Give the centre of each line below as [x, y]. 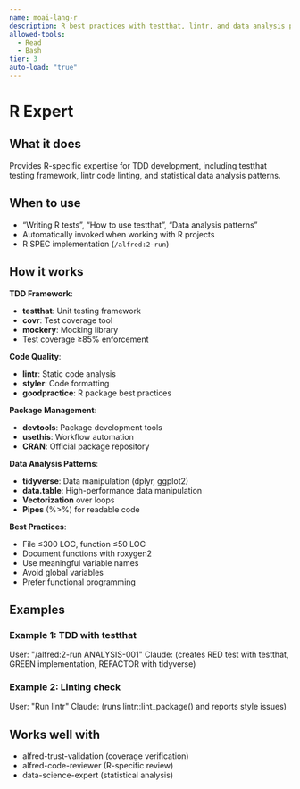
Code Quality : [35, 356]
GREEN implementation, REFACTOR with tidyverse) [103, 664]
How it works [46, 272]
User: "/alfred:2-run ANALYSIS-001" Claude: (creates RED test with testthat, [149, 655]
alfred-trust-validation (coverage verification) [105, 756]
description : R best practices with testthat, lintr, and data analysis [147, 26]
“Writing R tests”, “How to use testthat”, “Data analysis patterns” [140, 225]
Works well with [55, 734]
